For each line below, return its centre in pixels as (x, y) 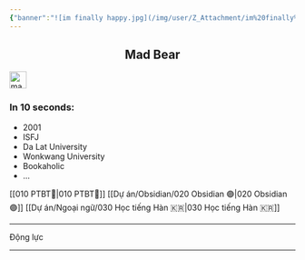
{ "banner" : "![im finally (56, 18)
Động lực (26, 236)
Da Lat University (55, 146)
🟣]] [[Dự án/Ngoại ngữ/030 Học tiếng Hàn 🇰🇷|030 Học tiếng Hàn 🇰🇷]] (145, 207)
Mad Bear (152, 55)
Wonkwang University (64, 156)
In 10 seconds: (42, 107)
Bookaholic (44, 165)
